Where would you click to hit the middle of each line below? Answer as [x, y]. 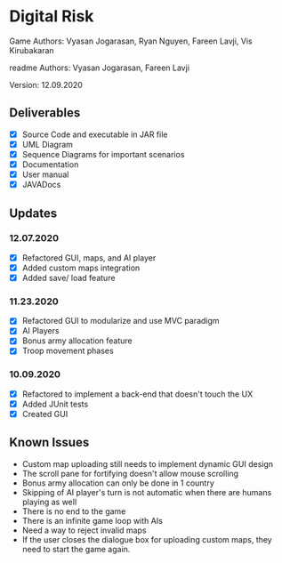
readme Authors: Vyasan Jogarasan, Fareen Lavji [99, 68]
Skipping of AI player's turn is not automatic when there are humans [147, 492]
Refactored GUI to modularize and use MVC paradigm [121, 321]
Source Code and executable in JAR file [95, 134]
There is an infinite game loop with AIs [92, 520]
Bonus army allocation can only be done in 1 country [118, 483]
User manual [45, 174]
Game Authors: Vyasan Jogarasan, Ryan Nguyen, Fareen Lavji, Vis [131, 41]
